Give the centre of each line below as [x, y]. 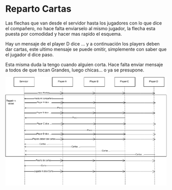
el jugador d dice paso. [29, 55]
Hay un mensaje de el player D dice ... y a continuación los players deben [83, 43]
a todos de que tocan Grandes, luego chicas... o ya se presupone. [75, 70]
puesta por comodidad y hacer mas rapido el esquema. [63, 34]
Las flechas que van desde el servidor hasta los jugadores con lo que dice [84, 23]
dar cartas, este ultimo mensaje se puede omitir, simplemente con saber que [86, 49]
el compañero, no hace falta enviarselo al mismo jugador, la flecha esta [80, 28]
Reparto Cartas [38, 9]
